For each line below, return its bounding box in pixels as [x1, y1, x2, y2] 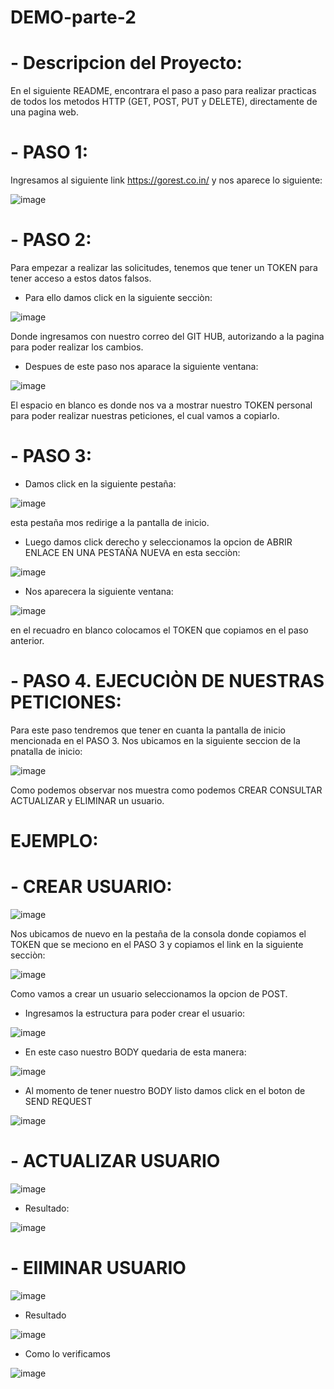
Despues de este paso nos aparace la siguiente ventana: [24, 361, 259, 372]
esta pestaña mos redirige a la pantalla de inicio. [10, 516, 210, 528]
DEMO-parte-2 [10, 6, 137, 29]
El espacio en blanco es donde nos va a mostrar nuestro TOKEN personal [10, 399, 313, 411]
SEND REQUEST [24, 1096, 93, 1107]
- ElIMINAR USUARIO [10, 1257, 187, 1280]
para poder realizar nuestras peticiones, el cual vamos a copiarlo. [10, 410, 280, 421]
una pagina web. [10, 106, 79, 118]
